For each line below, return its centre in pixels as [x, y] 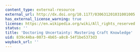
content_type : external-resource [40, 10]
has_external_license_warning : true [43, 19]
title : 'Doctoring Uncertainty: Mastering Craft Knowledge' [69, 33]
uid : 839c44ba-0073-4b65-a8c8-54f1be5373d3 [51, 38]
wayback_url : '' [22, 42]
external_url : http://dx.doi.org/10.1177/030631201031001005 [70, 14]
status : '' [16, 28]
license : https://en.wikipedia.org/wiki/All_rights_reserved [70, 24]
